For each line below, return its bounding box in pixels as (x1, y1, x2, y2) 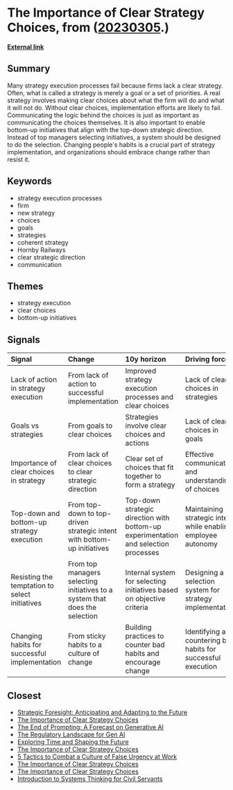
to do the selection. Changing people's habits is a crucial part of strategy (7, 140, 216, 149)
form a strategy (125, 480, 175, 490)
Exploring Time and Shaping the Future (17, 738, 130, 745)
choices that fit (125, 462, 174, 472)
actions (125, 438, 150, 448)
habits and (125, 649, 159, 659)
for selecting (125, 577, 166, 586)
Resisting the (10, 572, 53, 582)
